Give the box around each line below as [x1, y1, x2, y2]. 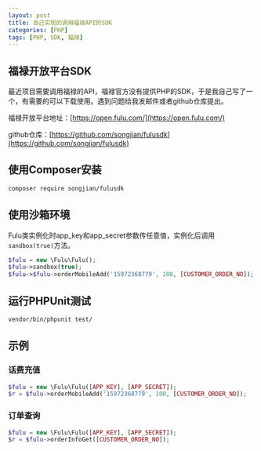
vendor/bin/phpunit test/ [8, 315, 92, 323]
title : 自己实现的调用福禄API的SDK [8, 19, 112, 27]
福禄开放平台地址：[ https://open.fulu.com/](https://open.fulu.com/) [8, 113, 226, 122]
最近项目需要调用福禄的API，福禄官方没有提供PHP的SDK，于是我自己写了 [8, 87, 247, 96]
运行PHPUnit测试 [8, 294, 92, 307]
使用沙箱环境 [8, 209, 71, 222]
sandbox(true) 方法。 [8, 240, 75, 249]
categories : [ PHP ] [8, 26, 68, 34]
